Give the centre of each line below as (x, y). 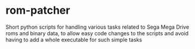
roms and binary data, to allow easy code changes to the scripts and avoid (97, 33)
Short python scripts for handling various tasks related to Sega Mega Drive (97, 27)
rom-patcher (38, 10)
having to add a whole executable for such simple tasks (74, 39)
